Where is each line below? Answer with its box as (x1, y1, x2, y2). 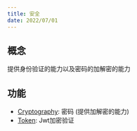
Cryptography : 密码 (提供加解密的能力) (17, 107, 130, 116)
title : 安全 (7, 10, 40, 18)
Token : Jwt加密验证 (17, 116, 74, 125)
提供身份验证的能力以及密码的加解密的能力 (7, 65, 131, 73)
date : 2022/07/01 (7, 17, 58, 24)
